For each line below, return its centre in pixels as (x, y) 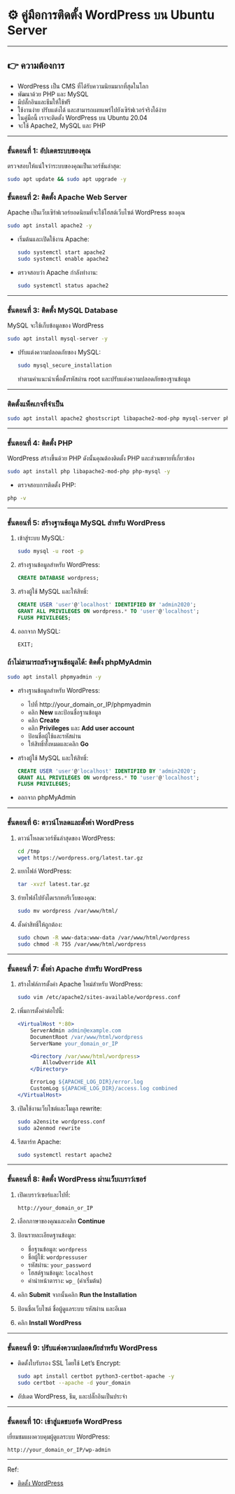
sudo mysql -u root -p (50, 551)
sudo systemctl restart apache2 (64, 1155)
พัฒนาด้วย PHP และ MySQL (53, 94)
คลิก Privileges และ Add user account (81, 728)
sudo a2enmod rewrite (49, 1128)
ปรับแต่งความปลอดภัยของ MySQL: (59, 352)
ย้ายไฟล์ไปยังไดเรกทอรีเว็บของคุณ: (57, 898)
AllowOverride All (70, 1063)
